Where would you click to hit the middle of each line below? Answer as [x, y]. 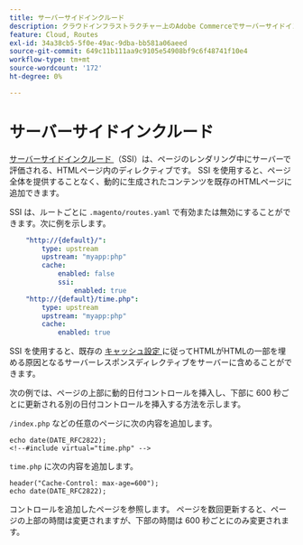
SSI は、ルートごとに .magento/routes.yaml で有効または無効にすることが [146, 211]
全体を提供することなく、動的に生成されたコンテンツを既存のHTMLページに [151, 181]
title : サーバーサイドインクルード [67, 18]
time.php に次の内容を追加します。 [73, 466]
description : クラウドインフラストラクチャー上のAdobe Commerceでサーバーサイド [147, 26]
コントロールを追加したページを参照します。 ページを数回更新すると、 [140, 509]
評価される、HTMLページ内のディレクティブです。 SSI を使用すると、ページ [150, 170]
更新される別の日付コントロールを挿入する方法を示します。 [135, 404]
